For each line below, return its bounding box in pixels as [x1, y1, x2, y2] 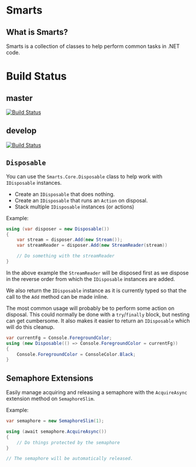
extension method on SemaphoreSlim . [6, 395, 95, 402]
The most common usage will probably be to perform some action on [6, 305, 175, 312]
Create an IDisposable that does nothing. [14, 190, 115, 198]
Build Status [6, 70, 67, 83]
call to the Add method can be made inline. [6, 293, 109, 300]
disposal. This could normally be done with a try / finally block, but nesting [6, 311, 190, 318]
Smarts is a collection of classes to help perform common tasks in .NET [6, 43, 180, 50]
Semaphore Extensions [6, 373, 93, 383]
